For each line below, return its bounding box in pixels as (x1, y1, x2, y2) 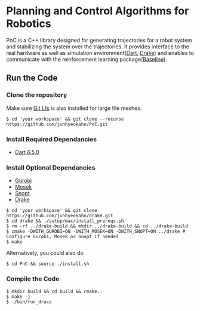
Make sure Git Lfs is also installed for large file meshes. (6, 104, 142, 112)
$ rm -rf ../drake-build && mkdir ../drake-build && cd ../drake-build (6, 223, 188, 229)
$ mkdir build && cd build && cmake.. (6, 288, 103, 294)
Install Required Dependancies (6, 135, 97, 143)
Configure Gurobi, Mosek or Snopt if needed (6, 234, 119, 240)
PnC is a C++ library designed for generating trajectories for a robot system (6, 36, 192, 44)
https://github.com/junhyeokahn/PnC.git (6, 121, 109, 127)
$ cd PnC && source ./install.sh (6, 261, 90, 267)
